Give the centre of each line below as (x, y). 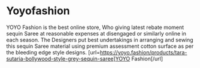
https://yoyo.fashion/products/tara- (143, 52)
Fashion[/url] (147, 59)
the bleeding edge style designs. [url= (53, 52)
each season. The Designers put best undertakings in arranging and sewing (100, 40)
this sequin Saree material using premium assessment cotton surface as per (100, 46)
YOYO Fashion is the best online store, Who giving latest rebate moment (95, 27)
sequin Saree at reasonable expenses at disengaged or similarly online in (96, 33)
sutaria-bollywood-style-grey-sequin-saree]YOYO (68, 59)
